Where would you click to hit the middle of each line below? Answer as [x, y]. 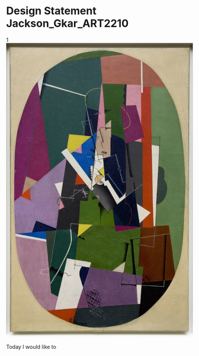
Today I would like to [31, 347]
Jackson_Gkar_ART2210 [68, 23]
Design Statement [51, 11]
